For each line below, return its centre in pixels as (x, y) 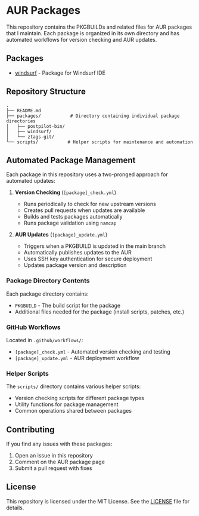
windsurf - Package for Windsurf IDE (60, 73)
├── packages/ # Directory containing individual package (93, 116)
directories (21, 121)
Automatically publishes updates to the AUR (78, 253)
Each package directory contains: (47, 294)
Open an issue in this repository (54, 456)
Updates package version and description (75, 265)
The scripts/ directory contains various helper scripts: (74, 386)
